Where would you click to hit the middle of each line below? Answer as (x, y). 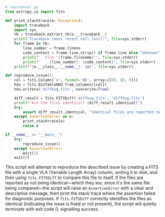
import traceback (32, 25)
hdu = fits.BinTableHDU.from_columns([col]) (61, 85)
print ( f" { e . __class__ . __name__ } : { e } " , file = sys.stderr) (74, 67)
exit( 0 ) (22, 158)
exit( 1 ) (31, 153)
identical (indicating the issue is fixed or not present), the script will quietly (81, 204)
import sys (25, 30)
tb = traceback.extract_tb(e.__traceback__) (61, 35)
